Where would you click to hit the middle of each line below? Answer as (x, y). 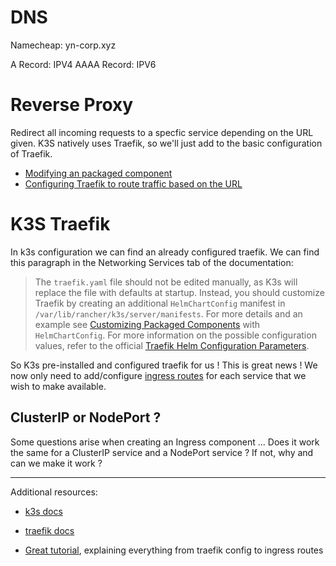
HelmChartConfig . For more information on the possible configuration (175, 335)
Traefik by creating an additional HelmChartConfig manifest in (160, 303)
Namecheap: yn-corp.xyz (63, 45)
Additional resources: (54, 492)
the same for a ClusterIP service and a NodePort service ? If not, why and (162, 452)
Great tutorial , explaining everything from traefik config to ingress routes (174, 550)
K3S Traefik (60, 224)
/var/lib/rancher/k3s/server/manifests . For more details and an (168, 313)
